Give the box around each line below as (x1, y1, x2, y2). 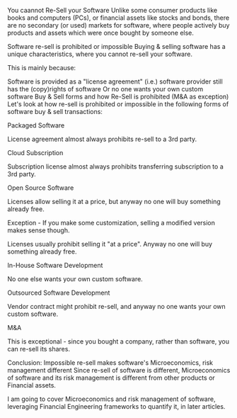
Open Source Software (7, 183, 74, 192)
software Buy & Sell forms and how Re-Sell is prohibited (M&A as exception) (7, 92, 229, 101)
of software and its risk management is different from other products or (7, 373, 216, 382)
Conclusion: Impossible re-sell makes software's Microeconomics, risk (7, 358, 214, 367)
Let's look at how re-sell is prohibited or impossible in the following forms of (7, 100, 229, 108)
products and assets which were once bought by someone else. (7, 28, 195, 37)
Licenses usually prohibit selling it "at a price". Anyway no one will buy (7, 240, 213, 248)
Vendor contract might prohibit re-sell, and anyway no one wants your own (7, 303, 226, 310)
